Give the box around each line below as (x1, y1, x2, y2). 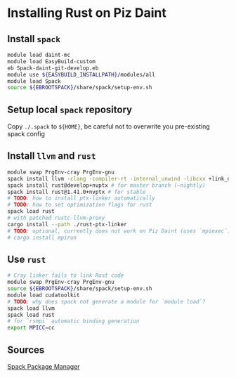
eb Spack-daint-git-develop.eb (7, 65, 99, 72)
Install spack (7, 33, 61, 45)
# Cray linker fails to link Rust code (7, 272, 124, 279)
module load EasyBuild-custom (7, 58, 96, 65)
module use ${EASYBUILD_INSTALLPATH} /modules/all (7, 71, 156, 78)
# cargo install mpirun (7, 234, 77, 241)
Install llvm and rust (7, 150, 96, 162)
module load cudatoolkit (7, 292, 80, 299)
